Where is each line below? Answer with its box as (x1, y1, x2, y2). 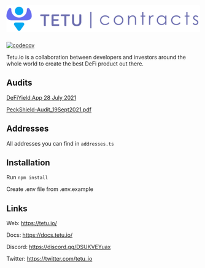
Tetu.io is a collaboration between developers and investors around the (6, 54, 186, 61)
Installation (6, 158, 50, 168)
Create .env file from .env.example (6, 185, 94, 193)
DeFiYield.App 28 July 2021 (6, 94, 77, 101)
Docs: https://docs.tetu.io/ (6, 231, 73, 239)
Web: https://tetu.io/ (6, 220, 57, 227)
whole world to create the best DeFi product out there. (6, 60, 144, 67)
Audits (6, 78, 33, 88)
